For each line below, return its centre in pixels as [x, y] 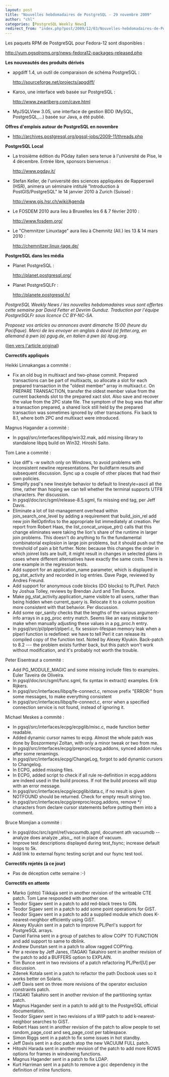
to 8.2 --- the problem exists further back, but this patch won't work [83, 645]
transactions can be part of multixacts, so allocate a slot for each [80, 380]
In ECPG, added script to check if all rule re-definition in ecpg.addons [84, 775]
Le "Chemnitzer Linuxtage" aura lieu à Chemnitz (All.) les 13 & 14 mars [85, 231]
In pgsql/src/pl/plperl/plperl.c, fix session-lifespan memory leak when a [87, 629]
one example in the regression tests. [50, 565]
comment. [23, 813]
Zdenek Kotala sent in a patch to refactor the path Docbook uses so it [84, 973]
